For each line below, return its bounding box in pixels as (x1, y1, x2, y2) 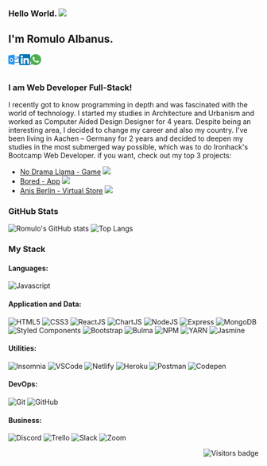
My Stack (8, 243, 46, 254)
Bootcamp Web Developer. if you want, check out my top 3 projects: (8, 151, 232, 161)
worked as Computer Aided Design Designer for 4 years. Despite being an (8, 117, 252, 126)
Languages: (8, 263, 49, 273)
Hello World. (8, 8, 57, 19)
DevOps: (8, 379, 38, 389)
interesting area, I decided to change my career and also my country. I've (8, 126, 248, 135)
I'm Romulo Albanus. (8, 33, 114, 46)
